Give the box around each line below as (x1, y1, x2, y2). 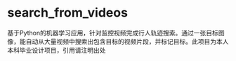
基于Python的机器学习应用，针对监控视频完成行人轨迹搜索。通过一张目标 (7, 28, 219, 37)
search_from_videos (7, 5, 129, 21)
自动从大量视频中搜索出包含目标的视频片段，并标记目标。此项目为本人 (25, 37, 229, 46)
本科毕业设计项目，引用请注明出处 (7, 46, 106, 54)
